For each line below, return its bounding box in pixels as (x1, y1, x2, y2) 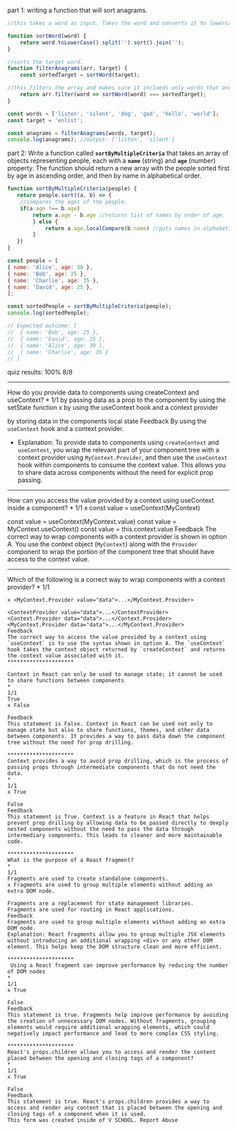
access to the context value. (7, 555, 90, 563)
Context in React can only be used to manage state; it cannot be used (7, 671, 222, 678)
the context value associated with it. (7, 653, 125, 660)
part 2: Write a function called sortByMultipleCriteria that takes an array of (7, 149, 229, 158)
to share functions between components (7, 677, 125, 684)
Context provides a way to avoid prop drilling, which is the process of (7, 757, 229, 765)
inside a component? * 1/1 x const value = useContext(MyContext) (7, 504, 201, 512)
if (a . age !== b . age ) (20, 205, 80, 212)
